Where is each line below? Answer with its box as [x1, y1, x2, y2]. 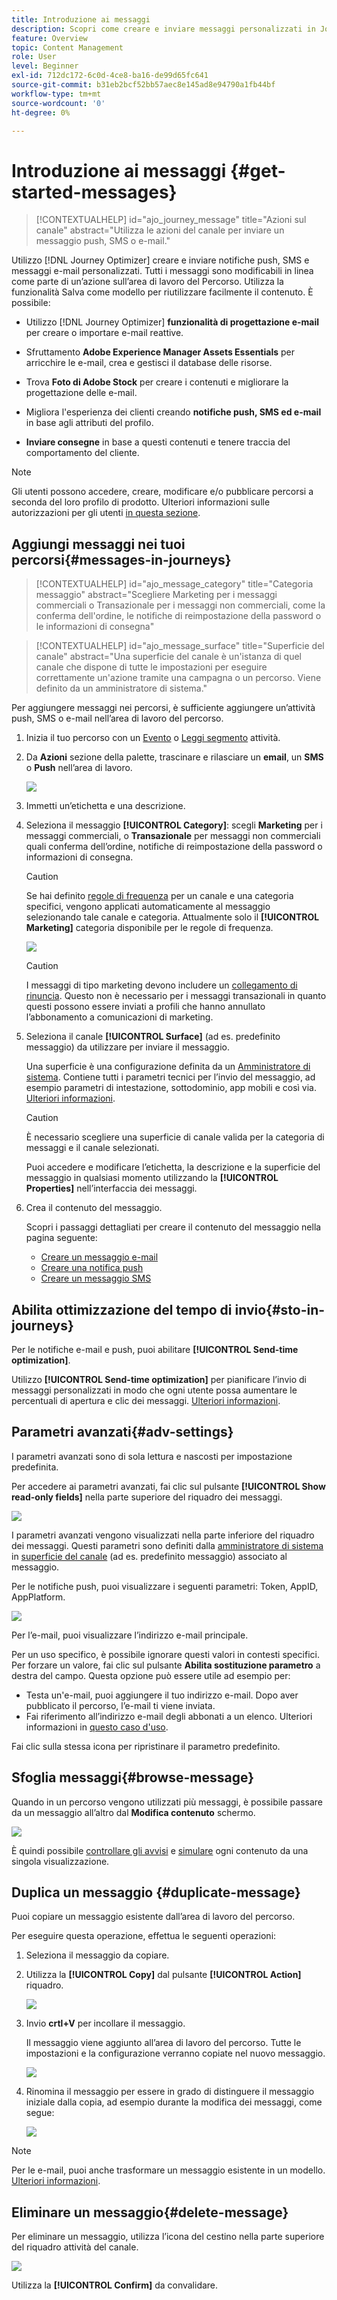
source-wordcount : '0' [11, 98, 106, 108]
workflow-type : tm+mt [11, 89, 102, 99]
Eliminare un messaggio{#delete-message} [11, 2204, 289, 2221]
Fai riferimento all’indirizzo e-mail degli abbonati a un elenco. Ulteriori [25, 1710, 313, 1722]
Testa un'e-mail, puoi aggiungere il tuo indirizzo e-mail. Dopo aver [25, 1689, 299, 1701]
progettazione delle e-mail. [25, 387, 138, 399]
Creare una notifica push [40, 1262, 144, 1274]
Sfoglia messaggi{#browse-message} [11, 1769, 254, 1786]
